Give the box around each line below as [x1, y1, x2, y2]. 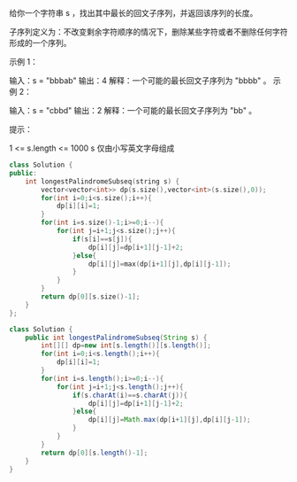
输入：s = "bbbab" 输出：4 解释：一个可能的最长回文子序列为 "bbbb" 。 [9, 75, 271, 86]
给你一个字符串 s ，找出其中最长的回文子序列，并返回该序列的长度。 [9, 8, 258, 18]
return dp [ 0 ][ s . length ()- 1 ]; [41, 448, 148, 457]
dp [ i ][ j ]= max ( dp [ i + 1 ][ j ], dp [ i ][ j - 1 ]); [88, 260, 232, 268]
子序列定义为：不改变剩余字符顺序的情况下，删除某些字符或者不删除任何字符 [9, 27, 288, 37]
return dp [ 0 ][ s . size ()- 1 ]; [41, 292, 141, 301]
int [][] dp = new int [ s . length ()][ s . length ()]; [41, 341, 212, 350]
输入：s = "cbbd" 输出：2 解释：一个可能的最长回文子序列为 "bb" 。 [9, 105, 257, 115]
